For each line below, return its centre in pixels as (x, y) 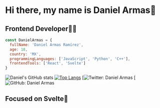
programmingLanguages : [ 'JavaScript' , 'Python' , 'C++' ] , (70, 59)
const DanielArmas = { (29, 40)
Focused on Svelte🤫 (37, 99)
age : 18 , (19, 49)
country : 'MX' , (25, 54)
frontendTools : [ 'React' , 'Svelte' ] (48, 63)
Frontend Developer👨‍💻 (41, 29)
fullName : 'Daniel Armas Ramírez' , (47, 44)
